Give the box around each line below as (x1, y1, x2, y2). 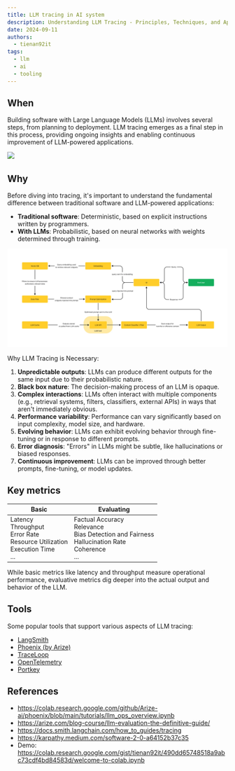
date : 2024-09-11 (7, 26, 58, 33)
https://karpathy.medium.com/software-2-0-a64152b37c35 (17, 734, 189, 742)
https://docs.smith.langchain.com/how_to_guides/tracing (17, 726, 182, 735)
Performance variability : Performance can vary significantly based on (17, 412, 222, 420)
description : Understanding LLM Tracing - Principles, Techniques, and (7, 18, 220, 26)
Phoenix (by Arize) (17, 643, 71, 651)
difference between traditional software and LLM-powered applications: (7, 199, 215, 207)
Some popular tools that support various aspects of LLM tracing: (7, 622, 194, 630)
